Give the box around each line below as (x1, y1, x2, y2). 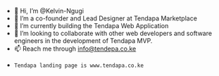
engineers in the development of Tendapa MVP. (13, 37, 153, 45)
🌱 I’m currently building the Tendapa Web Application (13, 22, 169, 30)
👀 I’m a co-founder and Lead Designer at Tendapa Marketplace (13, 14, 197, 23)
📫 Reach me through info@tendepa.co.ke (13, 44, 137, 53)
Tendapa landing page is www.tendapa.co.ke (13, 62, 144, 69)
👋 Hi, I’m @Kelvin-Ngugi (13, 7, 85, 15)
